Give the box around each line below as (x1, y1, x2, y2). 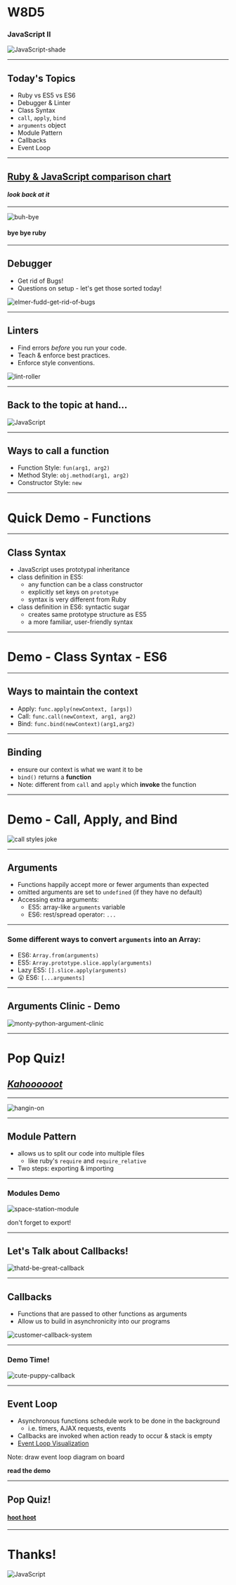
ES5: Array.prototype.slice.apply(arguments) (17, 958, 152, 967)
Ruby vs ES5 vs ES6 (17, 91, 76, 99)
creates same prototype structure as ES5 (27, 611, 147, 619)
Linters (7, 325, 39, 337)
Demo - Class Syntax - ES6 (7, 649, 167, 665)
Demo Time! (7, 1355, 50, 1365)
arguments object (17, 121, 67, 130)
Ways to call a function (7, 445, 110, 457)
